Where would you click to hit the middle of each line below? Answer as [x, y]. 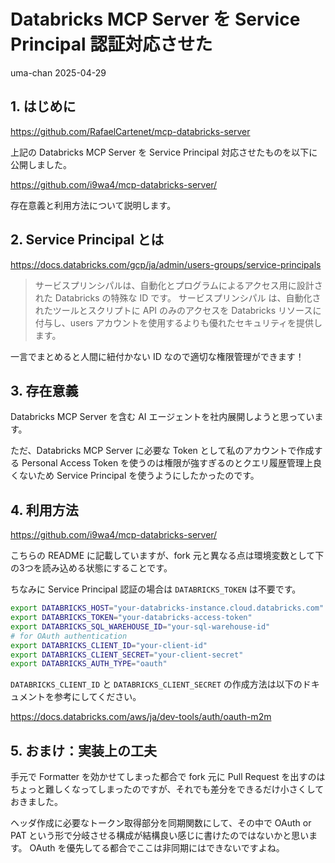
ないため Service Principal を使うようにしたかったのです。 [139, 476]
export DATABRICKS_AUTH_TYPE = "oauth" [89, 664]
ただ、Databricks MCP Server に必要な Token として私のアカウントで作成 [162, 451]
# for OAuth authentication [69, 636]
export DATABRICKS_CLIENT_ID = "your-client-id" [109, 645]
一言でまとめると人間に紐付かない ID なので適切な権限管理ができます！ [157, 356]
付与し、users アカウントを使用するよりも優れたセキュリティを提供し [178, 322]
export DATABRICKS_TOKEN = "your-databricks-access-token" [131, 618]
